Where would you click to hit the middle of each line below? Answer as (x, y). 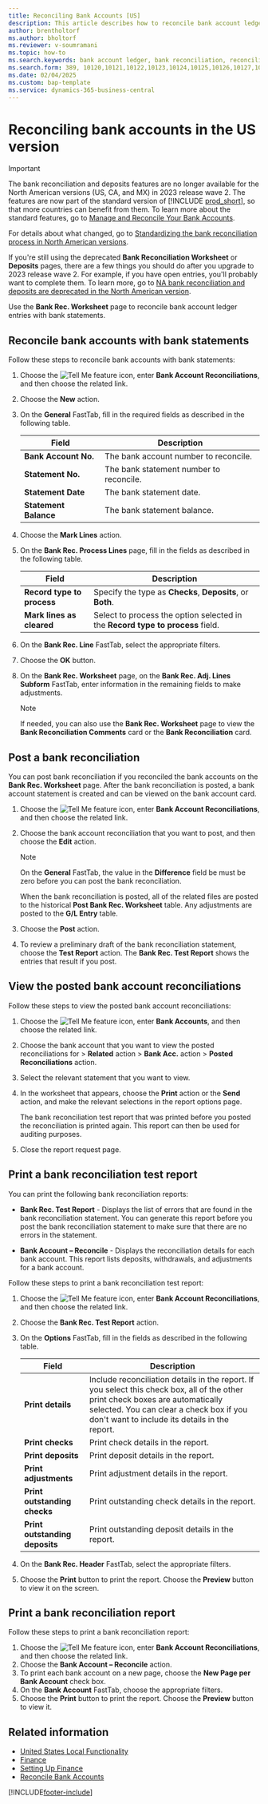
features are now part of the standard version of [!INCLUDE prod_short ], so (132, 201)
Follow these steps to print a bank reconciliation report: (99, 1632)
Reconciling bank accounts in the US (132, 129)
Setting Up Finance (51, 1768)
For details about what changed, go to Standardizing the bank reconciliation (133, 233)
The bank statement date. (153, 492)
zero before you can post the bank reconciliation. (100, 880)
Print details (47, 1405)
